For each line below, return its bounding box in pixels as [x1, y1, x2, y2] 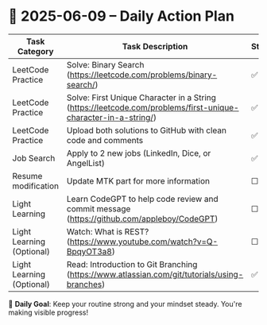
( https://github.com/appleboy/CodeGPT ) [66, 213, 219, 224]
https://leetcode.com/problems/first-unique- [69, 102, 240, 113]
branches [66, 278, 103, 289]
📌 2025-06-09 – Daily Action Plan [8, 7, 234, 25]
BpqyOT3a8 [66, 246, 113, 257]
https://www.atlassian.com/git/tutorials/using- [69, 269, 244, 280]
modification [12, 180, 60, 192]
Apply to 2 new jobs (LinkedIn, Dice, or [66, 147, 211, 158]
